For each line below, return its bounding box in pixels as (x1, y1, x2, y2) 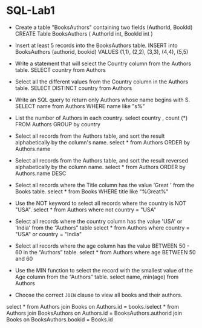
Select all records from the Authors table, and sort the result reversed (15, 156, 189, 164)
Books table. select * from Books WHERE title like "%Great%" (15, 188, 169, 195)
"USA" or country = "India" (15, 230, 82, 237)
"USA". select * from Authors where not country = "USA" (15, 206, 157, 213)
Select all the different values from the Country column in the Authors (15, 78, 189, 85)
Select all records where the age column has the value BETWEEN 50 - (15, 242, 190, 249)
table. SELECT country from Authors (15, 66, 106, 73)
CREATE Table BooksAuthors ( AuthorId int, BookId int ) (15, 30, 153, 37)
